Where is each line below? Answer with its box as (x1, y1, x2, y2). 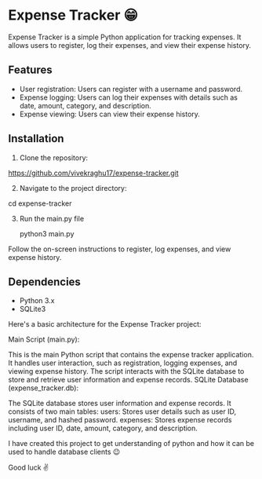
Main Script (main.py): (8, 335, 80, 344)
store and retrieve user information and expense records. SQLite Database (8, 375, 249, 385)
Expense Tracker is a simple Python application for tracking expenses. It (8, 32, 242, 42)
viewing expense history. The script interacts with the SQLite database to (8, 367, 245, 376)
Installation (8, 132, 64, 145)
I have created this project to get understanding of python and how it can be (8, 439, 255, 448)
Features (8, 64, 53, 77)
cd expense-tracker (8, 199, 72, 208)
